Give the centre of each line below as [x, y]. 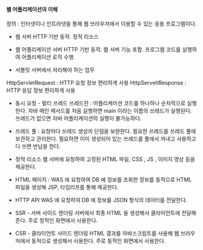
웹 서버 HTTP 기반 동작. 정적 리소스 [57, 37]
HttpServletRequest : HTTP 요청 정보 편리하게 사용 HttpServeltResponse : [96, 83]
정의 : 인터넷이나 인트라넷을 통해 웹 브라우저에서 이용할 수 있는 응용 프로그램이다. [101, 24]
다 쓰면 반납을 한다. [38, 146]
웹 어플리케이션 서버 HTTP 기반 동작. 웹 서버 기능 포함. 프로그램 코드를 [98, 50]
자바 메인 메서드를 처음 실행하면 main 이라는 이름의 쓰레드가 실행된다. [110, 111]
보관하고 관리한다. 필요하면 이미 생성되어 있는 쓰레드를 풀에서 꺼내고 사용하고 [106, 139]
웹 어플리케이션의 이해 [32, 9]
